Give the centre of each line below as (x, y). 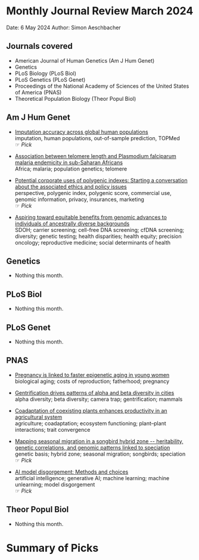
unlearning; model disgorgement (55, 484)
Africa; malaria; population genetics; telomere (71, 169)
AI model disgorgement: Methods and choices (71, 472)
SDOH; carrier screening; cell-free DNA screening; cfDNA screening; (99, 230)
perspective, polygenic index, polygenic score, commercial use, (93, 193)
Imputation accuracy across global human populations (81, 132)
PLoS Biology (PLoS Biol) (45, 73)
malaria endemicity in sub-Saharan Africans (69, 162)
